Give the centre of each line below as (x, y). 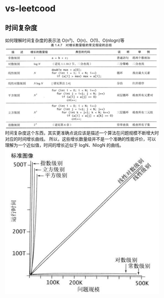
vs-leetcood (30, 9)
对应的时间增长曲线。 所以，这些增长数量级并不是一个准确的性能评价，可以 (81, 139)
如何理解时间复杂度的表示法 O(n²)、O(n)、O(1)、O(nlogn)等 (65, 40)
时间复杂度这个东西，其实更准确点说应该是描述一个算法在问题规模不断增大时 (82, 133)
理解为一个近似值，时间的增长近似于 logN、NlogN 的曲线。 (64, 145)
